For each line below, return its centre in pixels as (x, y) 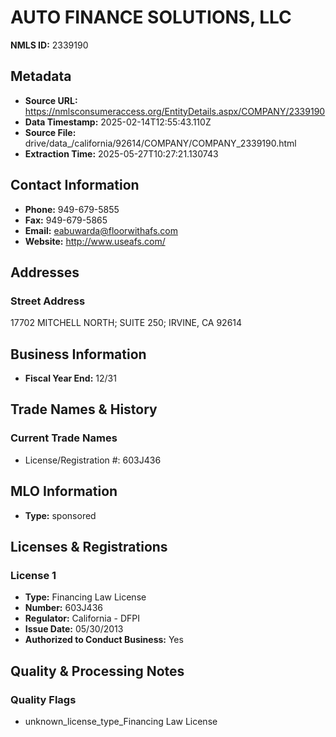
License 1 (33, 575)
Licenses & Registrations (89, 546)
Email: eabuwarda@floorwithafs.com (101, 230)
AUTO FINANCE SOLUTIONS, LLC (151, 17)
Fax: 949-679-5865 (66, 220)
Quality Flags (43, 699)
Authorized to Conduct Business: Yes (104, 640)
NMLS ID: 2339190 (49, 45)
